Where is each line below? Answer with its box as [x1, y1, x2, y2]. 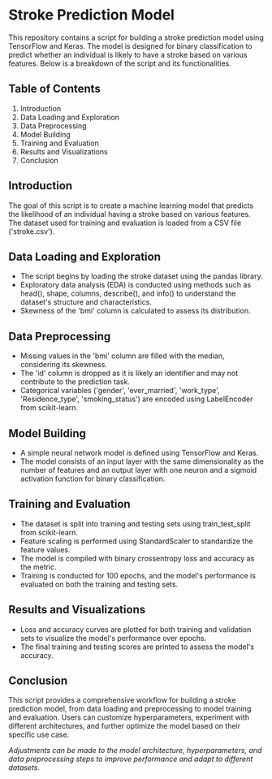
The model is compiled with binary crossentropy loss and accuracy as [19, 553, 255, 563]
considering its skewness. [19, 360, 108, 370]
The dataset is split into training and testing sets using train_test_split [19, 518, 251, 529]
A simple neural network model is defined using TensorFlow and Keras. [19, 448, 259, 457]
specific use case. [8, 729, 70, 740]
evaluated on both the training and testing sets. [19, 579, 179, 589]
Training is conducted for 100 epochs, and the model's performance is [19, 570, 256, 580]
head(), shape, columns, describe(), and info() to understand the [19, 288, 236, 298]
